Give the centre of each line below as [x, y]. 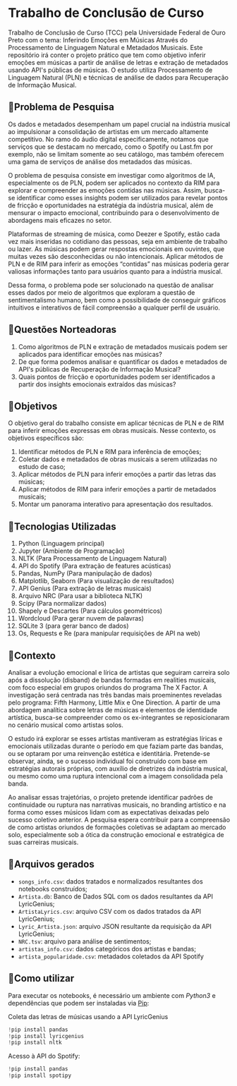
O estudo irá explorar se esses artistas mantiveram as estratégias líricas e [115, 739]
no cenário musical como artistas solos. [66, 725]
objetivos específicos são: [46, 438]
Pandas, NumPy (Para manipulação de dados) [85, 573]
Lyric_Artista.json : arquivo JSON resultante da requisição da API [115, 926]
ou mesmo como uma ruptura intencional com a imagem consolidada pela [116, 776]
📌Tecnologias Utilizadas [62, 526]
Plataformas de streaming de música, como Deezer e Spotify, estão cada [114, 233]
